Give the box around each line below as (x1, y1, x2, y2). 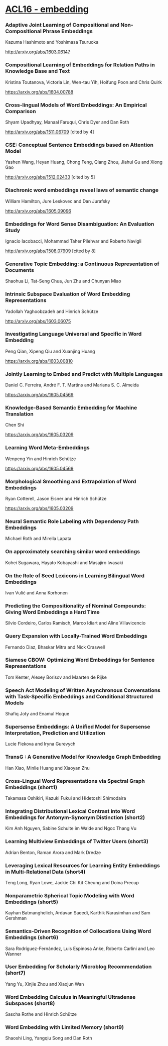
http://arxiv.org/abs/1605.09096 (5, 207, 72, 214)
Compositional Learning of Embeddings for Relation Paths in (5, 61, 155, 68)
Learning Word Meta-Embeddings (5, 444, 90, 451)
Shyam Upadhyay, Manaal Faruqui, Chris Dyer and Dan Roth (5, 119, 129, 125)
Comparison (5, 108, 36, 115)
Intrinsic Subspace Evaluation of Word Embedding (5, 290, 130, 297)
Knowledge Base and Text (5, 68, 70, 75)
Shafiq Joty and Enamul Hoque (5, 711, 70, 717)
